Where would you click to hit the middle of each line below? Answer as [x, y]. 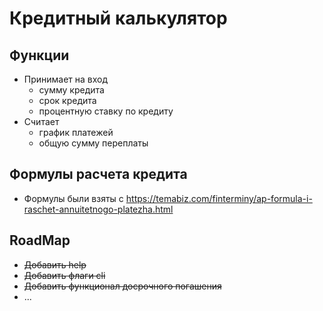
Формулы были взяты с [73, 198]
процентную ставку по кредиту [106, 111]
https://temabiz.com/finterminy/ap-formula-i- [219, 198]
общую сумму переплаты [93, 143]
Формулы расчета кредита [98, 174]
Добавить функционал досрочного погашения [122, 286]
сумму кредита [71, 90]
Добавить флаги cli [64, 275]
